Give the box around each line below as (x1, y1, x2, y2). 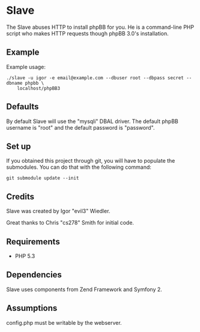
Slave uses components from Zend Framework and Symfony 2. (6, 286, 162, 293)
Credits (6, 192, 35, 202)
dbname (6, 80, 23, 86)
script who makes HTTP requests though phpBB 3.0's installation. (6, 29, 169, 37)
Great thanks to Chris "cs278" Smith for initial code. (6, 219, 134, 226)
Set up (6, 141, 31, 151)
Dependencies (6, 270, 62, 280)
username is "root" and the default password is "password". (6, 124, 155, 131)
